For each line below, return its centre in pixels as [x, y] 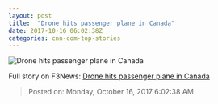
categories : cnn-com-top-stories [65, 38]
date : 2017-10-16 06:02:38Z [56, 30]
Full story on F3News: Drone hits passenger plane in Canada [109, 76]
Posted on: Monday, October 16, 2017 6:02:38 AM [111, 92]
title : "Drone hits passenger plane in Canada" [92, 23]
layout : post [30, 16]
